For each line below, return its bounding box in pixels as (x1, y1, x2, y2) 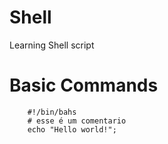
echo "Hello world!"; (27, 124, 117, 135)
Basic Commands (9, 74, 159, 97)
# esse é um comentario (27, 116, 127, 126)
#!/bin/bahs (27, 107, 77, 117)
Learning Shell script (9, 39, 95, 51)
